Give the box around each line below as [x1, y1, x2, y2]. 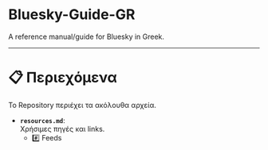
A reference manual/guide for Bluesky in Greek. [8, 32, 165, 41]
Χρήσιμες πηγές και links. [19, 124, 105, 133]
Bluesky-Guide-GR [8, 6, 136, 24]
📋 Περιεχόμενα [8, 69, 117, 87]
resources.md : [19, 115, 65, 125]
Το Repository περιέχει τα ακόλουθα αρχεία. [8, 100, 157, 110]
